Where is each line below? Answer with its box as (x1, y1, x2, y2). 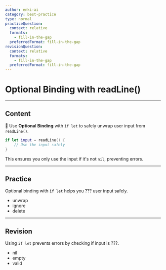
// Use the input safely (14, 142, 65, 147)
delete (12, 208, 26, 214)
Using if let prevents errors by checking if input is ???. (5, 240, 120, 246)
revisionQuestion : (5, 44, 43, 49)
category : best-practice (5, 12, 56, 17)
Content (5, 109, 31, 118)
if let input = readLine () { (5, 137, 65, 143)
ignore (12, 203, 26, 209)
